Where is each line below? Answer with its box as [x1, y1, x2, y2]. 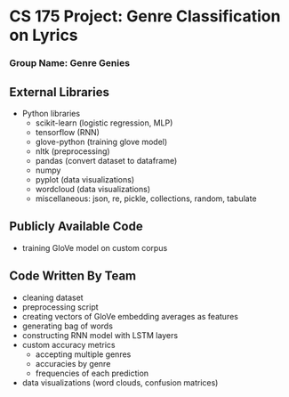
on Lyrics [9, 25, 78, 45]
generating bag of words [21, 320, 114, 331]
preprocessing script [21, 301, 100, 312]
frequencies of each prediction [35, 368, 149, 378]
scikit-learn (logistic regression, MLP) [35, 117, 173, 128]
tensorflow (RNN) [35, 126, 100, 137]
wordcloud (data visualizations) [35, 183, 151, 194]
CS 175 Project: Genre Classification [9, 6, 281, 27]
